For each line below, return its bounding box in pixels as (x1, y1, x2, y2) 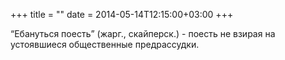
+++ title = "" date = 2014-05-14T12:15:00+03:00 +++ (10, 9, 234, 20)
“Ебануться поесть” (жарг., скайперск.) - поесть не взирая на (10, 28, 276, 39)
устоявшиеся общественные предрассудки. (10, 39, 200, 50)
